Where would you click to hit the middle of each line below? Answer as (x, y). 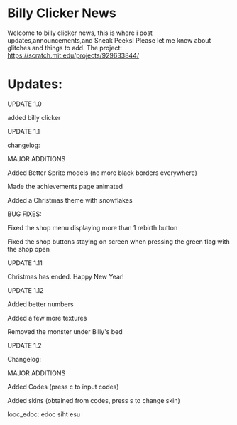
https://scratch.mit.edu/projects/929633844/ (73, 55)
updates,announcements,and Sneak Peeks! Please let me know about (109, 40)
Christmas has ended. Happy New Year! (66, 276)
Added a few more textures (47, 318)
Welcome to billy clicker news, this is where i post (80, 33)
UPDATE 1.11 (25, 263)
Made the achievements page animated (65, 186)
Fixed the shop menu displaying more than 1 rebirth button (93, 227)
